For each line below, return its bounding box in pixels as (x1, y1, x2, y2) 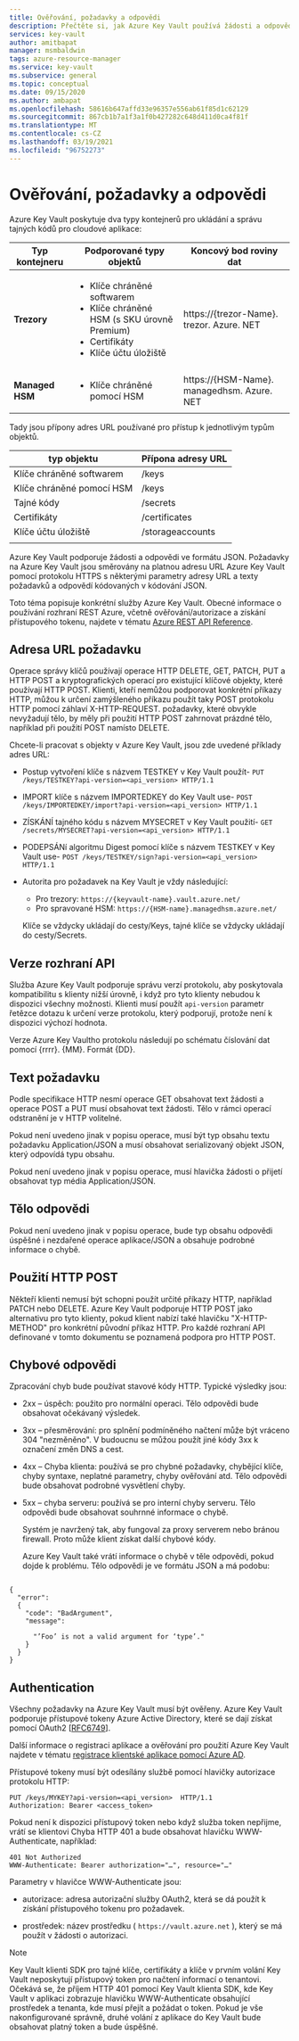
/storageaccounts (141, 525, 216, 538)
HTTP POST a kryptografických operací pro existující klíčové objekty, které (9, 675, 283, 686)
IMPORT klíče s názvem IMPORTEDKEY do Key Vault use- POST (21, 791, 253, 803)
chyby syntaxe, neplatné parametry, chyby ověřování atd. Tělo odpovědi (21, 1471, 287, 1482)
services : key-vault (9, 29, 86, 38)
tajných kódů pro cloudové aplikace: (9, 223, 142, 234)
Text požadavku (9, 1070, 101, 1085)
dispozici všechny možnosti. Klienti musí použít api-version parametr (9, 998, 264, 1009)
